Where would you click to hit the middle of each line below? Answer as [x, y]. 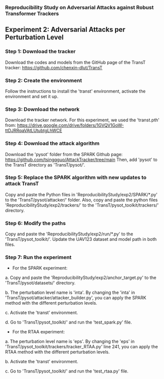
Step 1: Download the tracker [40, 52]
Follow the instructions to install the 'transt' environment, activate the [75, 91]
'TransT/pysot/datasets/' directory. [40, 283]
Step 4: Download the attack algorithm [52, 144]
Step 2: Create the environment [44, 80]
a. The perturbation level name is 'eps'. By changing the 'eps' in [70, 341]
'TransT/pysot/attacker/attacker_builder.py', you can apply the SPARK [76, 298]
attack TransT [22, 184]
